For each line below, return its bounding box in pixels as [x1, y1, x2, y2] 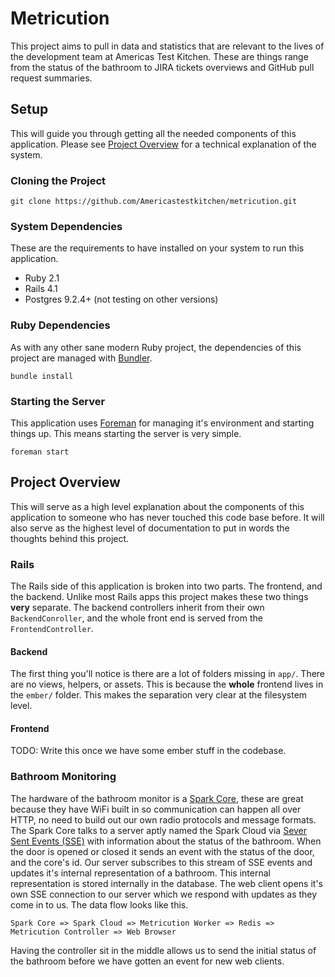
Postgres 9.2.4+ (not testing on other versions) [24, 293, 219, 306]
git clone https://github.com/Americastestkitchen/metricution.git [10, 197, 298, 207]
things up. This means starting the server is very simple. [10, 427, 242, 439]
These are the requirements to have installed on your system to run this [10, 242, 305, 254]
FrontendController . [10, 623, 94, 635]
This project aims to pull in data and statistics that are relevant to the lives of [10, 40, 325, 52]
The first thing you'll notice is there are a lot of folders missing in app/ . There [10, 668, 326, 680]
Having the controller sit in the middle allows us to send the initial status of [10, 944, 317, 956]
